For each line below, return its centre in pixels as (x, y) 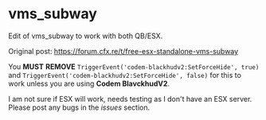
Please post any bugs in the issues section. (79, 107)
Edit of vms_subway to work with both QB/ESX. (86, 36)
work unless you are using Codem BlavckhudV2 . (89, 83)
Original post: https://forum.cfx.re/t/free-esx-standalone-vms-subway (123, 51)
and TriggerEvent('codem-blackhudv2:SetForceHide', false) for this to (125, 75)
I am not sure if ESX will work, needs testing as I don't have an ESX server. (130, 99)
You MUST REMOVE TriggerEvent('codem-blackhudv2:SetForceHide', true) (134, 66)
